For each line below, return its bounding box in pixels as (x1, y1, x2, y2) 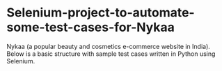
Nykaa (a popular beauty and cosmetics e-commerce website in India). (6, 42, 210, 50)
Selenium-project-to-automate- (6, 5, 196, 21)
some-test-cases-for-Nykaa (6, 19, 175, 35)
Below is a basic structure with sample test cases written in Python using (6, 50, 216, 58)
